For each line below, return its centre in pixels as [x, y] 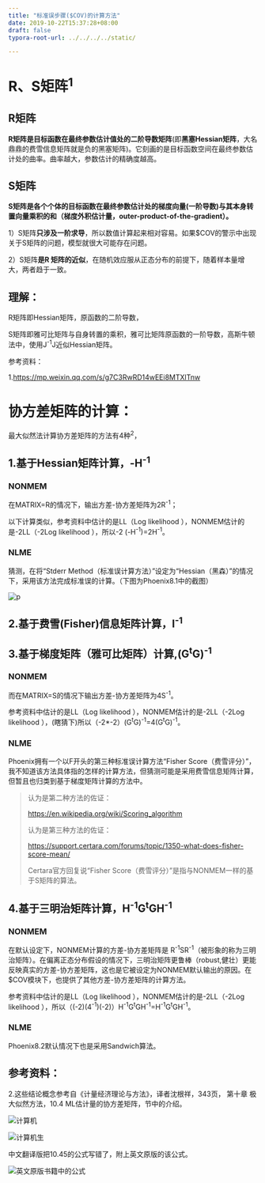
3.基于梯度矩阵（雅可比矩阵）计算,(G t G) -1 [110, 652]
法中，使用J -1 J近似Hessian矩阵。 [62, 344]
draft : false [30, 30]
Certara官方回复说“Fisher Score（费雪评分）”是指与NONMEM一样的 [137, 871]
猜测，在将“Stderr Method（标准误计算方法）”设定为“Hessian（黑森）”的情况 [131, 571]
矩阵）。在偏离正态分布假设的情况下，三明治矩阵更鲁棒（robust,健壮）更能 [136, 960]
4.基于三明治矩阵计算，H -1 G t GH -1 [90, 907]
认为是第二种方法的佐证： [69, 798]
